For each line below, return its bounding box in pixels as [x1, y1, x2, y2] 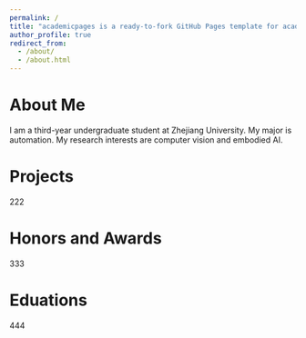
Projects [9, 166, 75, 187]
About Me [9, 94, 86, 115]
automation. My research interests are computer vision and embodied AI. [9, 134, 283, 145]
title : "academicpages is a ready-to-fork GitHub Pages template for [9, 22, 280, 31]
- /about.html [17, 55, 71, 65]
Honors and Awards [9, 228, 162, 249]
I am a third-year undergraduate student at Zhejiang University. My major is [9, 124, 292, 135]
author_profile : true [9, 30, 92, 39]
